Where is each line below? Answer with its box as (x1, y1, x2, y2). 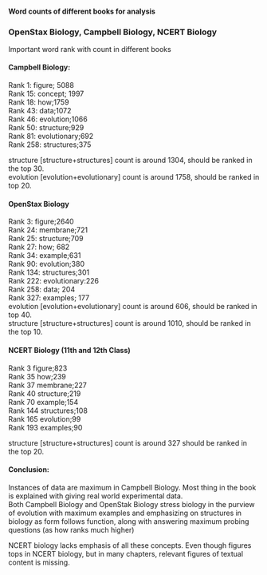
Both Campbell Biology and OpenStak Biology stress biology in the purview (8, 499, 255, 509)
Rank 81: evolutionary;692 (8, 132, 94, 141)
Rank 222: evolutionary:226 (8, 276, 100, 286)
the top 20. (8, 446, 45, 456)
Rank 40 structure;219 (8, 388, 81, 399)
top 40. (8, 310, 32, 319)
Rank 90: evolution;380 (8, 260, 85, 269)
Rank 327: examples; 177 (8, 293, 90, 303)
